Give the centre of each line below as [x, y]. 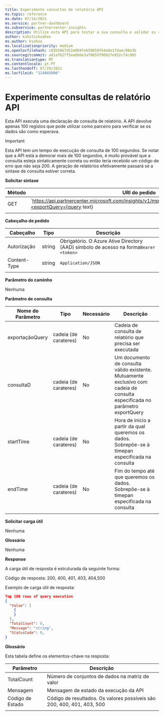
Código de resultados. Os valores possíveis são [102, 698]
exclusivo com [131, 382]
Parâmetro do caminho [29, 280]
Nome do [28, 311]
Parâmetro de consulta [29, 298]
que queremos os [134, 477]
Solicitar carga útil [24, 521]
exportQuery [129, 412]
